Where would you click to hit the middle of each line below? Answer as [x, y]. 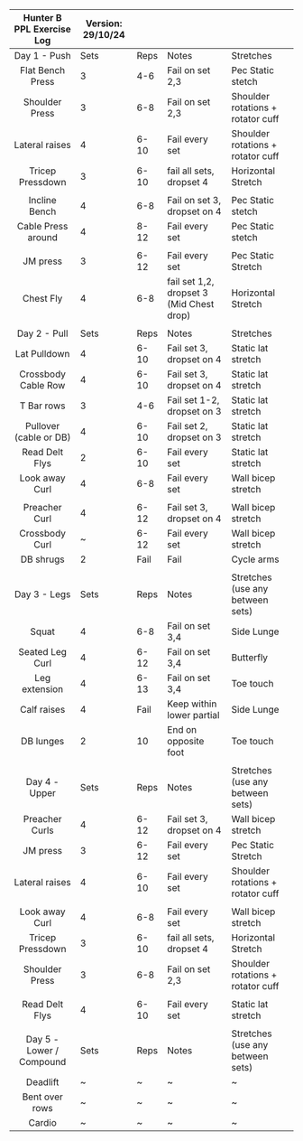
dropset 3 [188, 293]
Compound [42, 1062]
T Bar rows [42, 406]
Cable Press [42, 226]
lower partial [193, 715]
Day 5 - [42, 1039]
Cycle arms [255, 559]
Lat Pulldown [42, 354]
